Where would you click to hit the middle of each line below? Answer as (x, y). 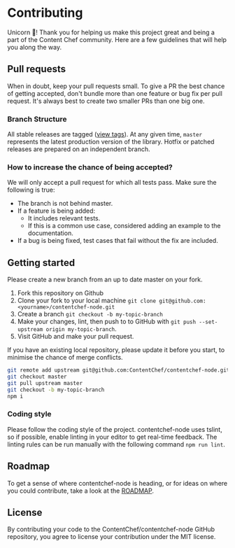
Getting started (41, 263)
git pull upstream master (45, 383)
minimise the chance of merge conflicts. (65, 358)
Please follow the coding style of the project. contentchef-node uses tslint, (115, 429)
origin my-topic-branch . (81, 329)
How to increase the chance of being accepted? (90, 167)
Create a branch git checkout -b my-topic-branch (90, 314)
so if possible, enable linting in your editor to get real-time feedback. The (112, 437)
